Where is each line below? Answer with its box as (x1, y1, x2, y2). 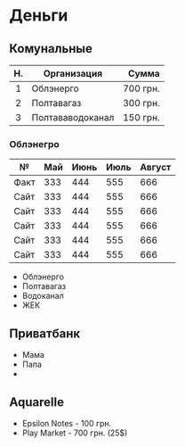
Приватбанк (9, 326, 81, 341)
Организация (43, 68, 103, 79)
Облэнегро (9, 137, 60, 150)
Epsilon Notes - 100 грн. (21, 418, 112, 428)
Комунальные (9, 41, 93, 56)
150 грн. (123, 112, 160, 123)
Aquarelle (9, 394, 65, 410)
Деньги (9, 5, 68, 26)
